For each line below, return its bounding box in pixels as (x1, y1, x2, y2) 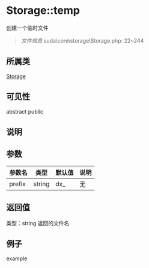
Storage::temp (6, 4, 80, 17)
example (6, 255, 28, 262)
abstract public (6, 108, 44, 115)
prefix (9, 180, 26, 188)
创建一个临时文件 (6, 24, 49, 31)
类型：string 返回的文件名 (6, 219, 70, 227)
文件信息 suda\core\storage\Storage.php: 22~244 (20, 37, 144, 44)
